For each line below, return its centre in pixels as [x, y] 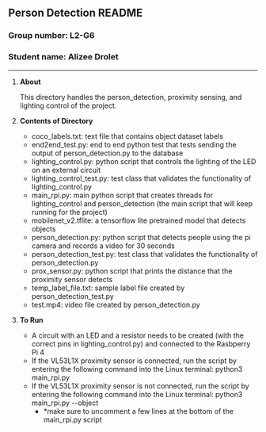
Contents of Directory [56, 120]
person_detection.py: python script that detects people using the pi [141, 237]
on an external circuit [66, 170]
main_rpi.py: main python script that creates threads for [122, 195]
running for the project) [70, 212]
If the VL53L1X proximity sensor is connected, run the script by [134, 361]
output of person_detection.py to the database [107, 153]
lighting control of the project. [68, 105]
